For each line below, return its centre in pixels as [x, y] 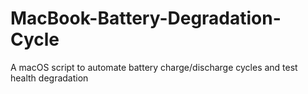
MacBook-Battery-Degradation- [146, 18]
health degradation [49, 78]
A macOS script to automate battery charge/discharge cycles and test [154, 67]
